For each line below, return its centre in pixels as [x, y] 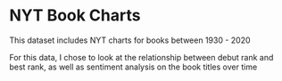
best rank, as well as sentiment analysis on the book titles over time [133, 67]
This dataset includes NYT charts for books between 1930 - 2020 [130, 40]
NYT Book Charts [75, 16]
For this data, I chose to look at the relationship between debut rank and [141, 57]
